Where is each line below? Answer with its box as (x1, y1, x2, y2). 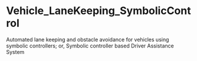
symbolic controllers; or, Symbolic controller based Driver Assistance (6, 42, 174, 49)
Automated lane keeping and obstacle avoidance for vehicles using (6, 36, 169, 43)
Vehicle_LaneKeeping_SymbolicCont (6, 4, 191, 18)
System (6, 48, 25, 55)
